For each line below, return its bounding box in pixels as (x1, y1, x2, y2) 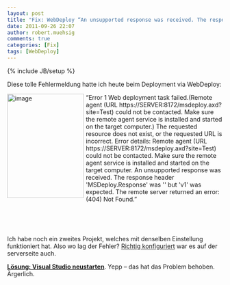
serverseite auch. (7, 249, 57, 257)
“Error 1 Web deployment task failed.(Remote (86, 93, 213, 101)
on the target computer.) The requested (86, 122, 198, 131)
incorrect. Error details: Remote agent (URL (86, 137, 207, 145)
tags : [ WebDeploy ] (7, 49, 60, 55)
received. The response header (86, 173, 175, 181)
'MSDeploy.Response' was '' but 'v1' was (86, 180, 202, 189)
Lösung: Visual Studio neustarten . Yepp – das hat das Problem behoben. (7, 262, 216, 271)
